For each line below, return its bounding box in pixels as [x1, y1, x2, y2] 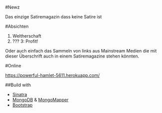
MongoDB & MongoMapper [12, 97, 69, 103]
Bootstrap [12, 102, 33, 108]
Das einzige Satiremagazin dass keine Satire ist [5, 14, 102, 19]
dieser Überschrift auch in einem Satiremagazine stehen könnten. [5, 53, 140, 59]
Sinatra [12, 92, 27, 97]
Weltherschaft [12, 33, 41, 39]
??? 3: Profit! [12, 38, 38, 44]
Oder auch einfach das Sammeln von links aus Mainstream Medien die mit [5, 48, 157, 54]
